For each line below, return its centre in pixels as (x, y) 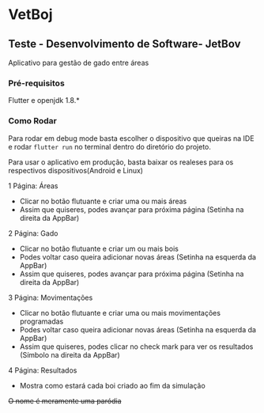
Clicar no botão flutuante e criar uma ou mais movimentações (120, 313)
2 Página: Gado (33, 233)
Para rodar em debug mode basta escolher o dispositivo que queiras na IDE (131, 138)
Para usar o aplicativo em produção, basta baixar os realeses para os (121, 162)
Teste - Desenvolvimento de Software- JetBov (124, 44)
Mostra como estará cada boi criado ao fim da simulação (112, 385)
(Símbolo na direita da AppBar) (70, 354)
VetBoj (30, 15)
